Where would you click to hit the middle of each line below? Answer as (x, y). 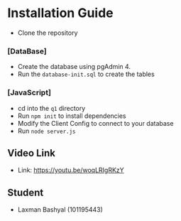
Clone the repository (48, 33)
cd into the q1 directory (51, 108)
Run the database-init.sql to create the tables (86, 74)
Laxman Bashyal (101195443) (60, 210)
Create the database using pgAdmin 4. (74, 67)
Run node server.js (46, 131)
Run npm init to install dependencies (72, 116)
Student (26, 192)
